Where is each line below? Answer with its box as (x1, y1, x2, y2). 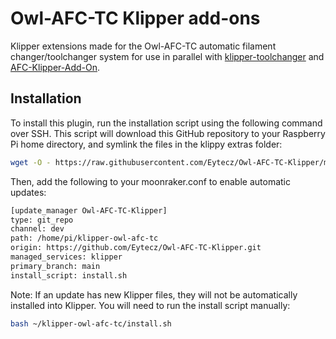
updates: (10, 186, 47, 198)
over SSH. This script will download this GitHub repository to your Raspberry (10, 127, 326, 139)
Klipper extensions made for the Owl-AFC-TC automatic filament (10, 40, 277, 52)
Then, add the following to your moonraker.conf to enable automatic (10, 175, 292, 187)
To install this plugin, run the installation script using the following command (10, 117, 323, 129)
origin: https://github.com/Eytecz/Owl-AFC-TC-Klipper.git (10, 243, 262, 253)
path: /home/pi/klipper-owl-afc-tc (10, 233, 159, 244)
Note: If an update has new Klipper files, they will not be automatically (10, 288, 298, 301)
